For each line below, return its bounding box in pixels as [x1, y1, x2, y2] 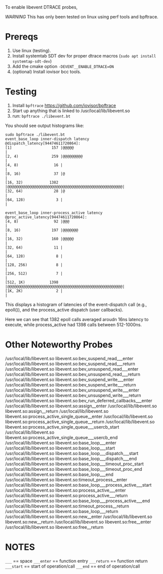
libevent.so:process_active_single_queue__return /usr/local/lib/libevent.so [5, 419, 155, 425]
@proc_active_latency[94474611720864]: [5, 214, 87, 220]
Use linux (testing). [12, 47, 51, 54]
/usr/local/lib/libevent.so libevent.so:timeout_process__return [5, 503, 129, 509]
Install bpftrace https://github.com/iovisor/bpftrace [12, 102, 116, 108]
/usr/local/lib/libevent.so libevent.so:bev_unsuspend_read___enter [5, 366, 139, 372]
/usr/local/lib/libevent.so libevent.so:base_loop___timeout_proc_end [5, 466, 142, 472]
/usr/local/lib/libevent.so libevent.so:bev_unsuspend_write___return [5, 392, 141, 398]
